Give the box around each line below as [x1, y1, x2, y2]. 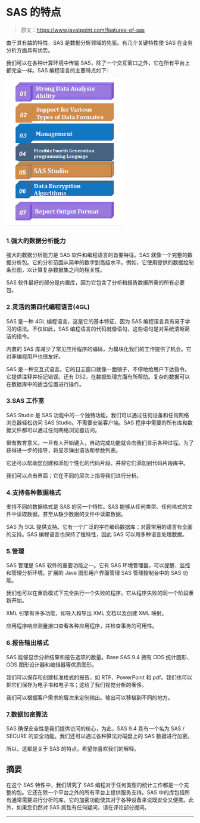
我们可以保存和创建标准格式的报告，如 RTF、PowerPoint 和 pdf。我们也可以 [6, 674, 192, 681]
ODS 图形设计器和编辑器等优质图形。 [6, 661, 97, 668]
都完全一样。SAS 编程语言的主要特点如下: [6, 66, 108, 74]
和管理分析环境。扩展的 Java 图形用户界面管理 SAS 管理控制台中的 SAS [6, 569, 182, 577]
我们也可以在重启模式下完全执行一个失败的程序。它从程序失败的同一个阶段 [6, 589, 189, 596]
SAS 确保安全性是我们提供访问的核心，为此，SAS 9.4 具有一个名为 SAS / [6, 725, 185, 732]
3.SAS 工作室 [6, 397, 45, 405]
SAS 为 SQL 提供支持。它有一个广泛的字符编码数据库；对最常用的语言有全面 [6, 524, 193, 531]
